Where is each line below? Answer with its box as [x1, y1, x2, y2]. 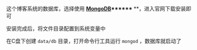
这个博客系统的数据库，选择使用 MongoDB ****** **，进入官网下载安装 [6, 5, 186, 12]
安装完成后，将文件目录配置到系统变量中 [6, 25, 106, 32]
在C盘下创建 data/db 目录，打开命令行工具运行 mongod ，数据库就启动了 [6, 38, 182, 44]
